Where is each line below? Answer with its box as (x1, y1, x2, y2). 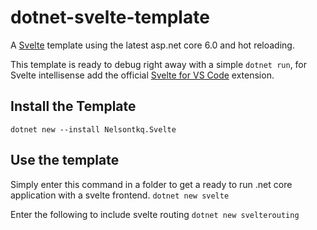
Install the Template (10, 98, 137, 115)
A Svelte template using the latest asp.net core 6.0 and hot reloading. (10, 39, 295, 51)
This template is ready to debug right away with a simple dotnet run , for (10, 58, 308, 70)
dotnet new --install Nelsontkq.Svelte (10, 124, 177, 135)
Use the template (10, 152, 120, 169)
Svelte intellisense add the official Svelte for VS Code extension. (10, 69, 275, 81)
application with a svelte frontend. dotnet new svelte (10, 189, 230, 201)
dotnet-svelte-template (10, 6, 210, 29)
